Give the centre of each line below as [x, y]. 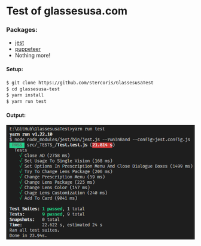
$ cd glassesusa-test [33, 89]
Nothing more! [33, 56]
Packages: [22, 30]
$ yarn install [25, 95]
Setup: [15, 69]
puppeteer [28, 49]
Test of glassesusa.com [67, 11]
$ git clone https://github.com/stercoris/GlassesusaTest [80, 83]
